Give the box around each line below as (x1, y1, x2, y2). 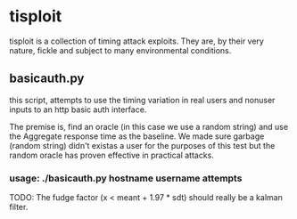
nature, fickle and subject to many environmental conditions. (9, 45, 232, 55)
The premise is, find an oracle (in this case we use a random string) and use (9, 121, 288, 132)
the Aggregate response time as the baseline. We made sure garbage (9, 131, 265, 142)
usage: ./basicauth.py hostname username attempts (9, 172, 243, 184)
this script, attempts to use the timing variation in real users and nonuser (9, 94, 276, 105)
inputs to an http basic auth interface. (9, 104, 147, 115)
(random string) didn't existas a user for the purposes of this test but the (9, 140, 276, 150)
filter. (9, 202, 29, 213)
